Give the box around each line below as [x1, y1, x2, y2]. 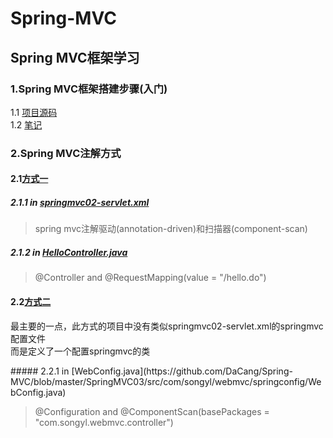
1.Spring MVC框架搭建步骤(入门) [10, 82, 168, 96]
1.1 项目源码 [10, 106, 58, 118]
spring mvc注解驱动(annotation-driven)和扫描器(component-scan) [34, 223, 308, 235]
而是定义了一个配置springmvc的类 [10, 345, 151, 357]
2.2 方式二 [10, 295, 52, 307]
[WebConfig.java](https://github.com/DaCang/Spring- [71, 365, 293, 377]
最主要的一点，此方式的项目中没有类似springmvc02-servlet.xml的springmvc [10, 320, 324, 332]
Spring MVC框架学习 [10, 49, 140, 66]
